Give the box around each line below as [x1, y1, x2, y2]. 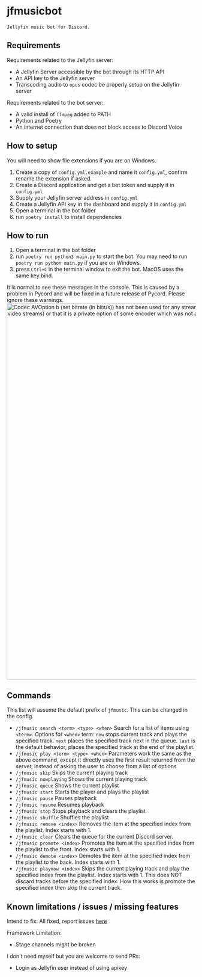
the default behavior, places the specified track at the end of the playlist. [15, 744, 195, 751]
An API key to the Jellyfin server [15, 74, 95, 82]
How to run [7, 230, 49, 241]
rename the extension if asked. [15, 174, 92, 182]
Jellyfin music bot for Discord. [7, 24, 91, 30]
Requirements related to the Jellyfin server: [7, 56, 114, 64]
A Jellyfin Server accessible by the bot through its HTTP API [15, 68, 164, 75]
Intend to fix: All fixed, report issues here [7, 917, 107, 925]
